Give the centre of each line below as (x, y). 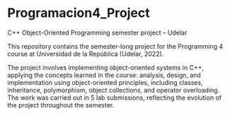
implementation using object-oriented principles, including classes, (105, 82)
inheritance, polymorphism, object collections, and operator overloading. (114, 90)
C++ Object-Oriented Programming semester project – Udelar (97, 33)
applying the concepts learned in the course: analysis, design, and (104, 75)
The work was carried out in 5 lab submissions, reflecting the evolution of (114, 98)
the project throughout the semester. (61, 105)
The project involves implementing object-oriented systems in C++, (105, 67)
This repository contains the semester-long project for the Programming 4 (115, 46)
